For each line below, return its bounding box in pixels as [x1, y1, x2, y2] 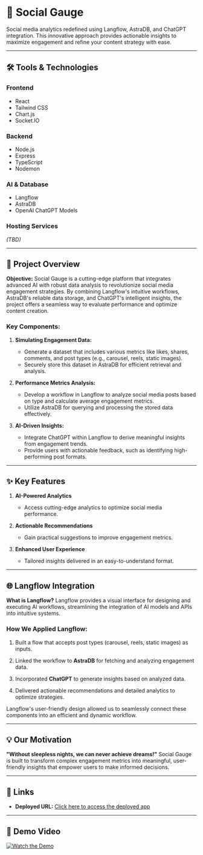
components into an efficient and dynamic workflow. [6, 711, 137, 719]
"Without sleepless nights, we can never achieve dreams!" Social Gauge [6, 751, 192, 758]
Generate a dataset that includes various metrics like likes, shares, [24, 348, 189, 355]
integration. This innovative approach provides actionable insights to [6, 32, 177, 39]
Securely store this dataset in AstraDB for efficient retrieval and [24, 361, 182, 368]
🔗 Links [6, 786, 34, 797]
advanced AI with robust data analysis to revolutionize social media [6, 281, 174, 289]
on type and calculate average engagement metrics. [24, 397, 154, 404]
